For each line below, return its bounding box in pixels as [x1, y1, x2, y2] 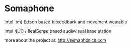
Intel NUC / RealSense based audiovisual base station [4, 28, 112, 34]
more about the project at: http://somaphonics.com [4, 37, 106, 43]
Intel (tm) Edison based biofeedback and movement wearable [4, 19, 127, 24]
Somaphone [4, 3, 54, 14]
